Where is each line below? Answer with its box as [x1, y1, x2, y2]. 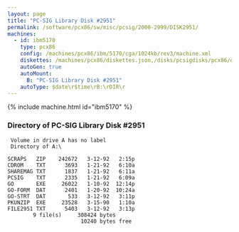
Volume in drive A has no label [10, 137, 107, 144]
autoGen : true [20, 63, 62, 70]
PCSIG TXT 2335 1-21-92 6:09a [7, 174, 135, 181]
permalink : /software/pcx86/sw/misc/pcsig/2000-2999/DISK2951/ [7, 23, 199, 31]
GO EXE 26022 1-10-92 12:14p [7, 180, 135, 187]
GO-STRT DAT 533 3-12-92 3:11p [7, 193, 135, 200]
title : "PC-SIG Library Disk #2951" [7, 17, 116, 24]
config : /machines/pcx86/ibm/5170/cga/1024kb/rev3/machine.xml [20, 51, 212, 58]
